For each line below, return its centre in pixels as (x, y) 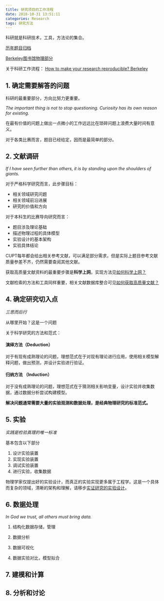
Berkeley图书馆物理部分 (29, 58)
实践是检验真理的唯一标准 (31, 432)
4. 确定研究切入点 (32, 300)
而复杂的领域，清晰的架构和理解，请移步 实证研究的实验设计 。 (67, 487)
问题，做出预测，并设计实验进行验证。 (48, 362)
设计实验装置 (25, 453)
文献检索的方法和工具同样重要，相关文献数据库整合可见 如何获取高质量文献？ (82, 282)
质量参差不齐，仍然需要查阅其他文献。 (44, 262)
